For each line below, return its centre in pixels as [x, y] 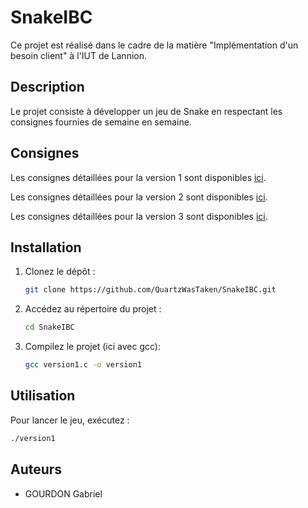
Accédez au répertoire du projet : [93, 309]
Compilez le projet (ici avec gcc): [92, 347]
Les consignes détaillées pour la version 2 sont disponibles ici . [139, 197]
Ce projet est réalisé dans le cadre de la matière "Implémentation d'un [154, 45]
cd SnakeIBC [49, 327]
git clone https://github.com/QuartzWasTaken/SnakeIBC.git [150, 290]
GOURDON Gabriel [63, 493]
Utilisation [43, 396]
